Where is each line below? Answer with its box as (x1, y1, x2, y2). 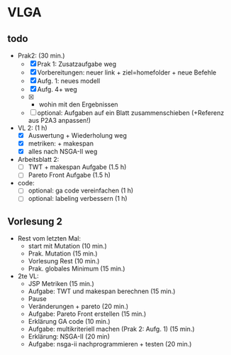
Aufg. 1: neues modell (37, 77, 101, 85)
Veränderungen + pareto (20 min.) (28, 302, 129, 311)
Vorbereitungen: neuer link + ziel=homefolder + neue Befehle (37, 68, 217, 77)
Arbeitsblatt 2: (17, 155, 60, 164)
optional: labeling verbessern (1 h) (28, 195, 128, 203)
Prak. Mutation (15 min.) (28, 249, 98, 258)
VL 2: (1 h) (17, 124, 47, 132)
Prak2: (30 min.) (17, 51, 65, 60)
